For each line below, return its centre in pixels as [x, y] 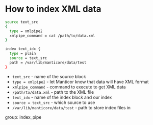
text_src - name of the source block [49, 76]
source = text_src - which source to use [53, 102]
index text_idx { [23, 49]
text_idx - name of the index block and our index [62, 97]
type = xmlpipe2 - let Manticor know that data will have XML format [80, 82]
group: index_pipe [23, 117]
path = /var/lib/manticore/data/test [48, 62]
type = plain [23, 54]
